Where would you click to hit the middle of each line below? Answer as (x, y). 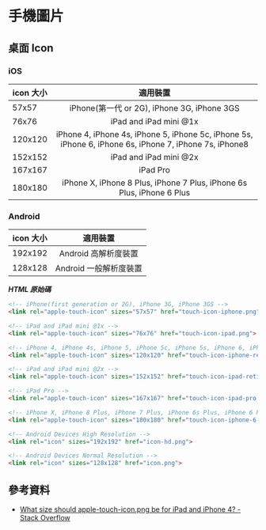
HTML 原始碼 (30, 290)
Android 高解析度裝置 (99, 254)
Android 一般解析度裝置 (99, 268)
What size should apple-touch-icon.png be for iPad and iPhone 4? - (130, 509)
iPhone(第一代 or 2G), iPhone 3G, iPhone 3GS (154, 108)
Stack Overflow (45, 517)
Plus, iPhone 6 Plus (154, 192)
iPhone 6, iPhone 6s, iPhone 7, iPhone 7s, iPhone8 (155, 144)
